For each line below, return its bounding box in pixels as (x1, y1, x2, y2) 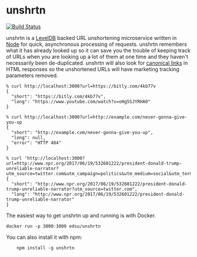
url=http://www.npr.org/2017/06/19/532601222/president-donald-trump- (6, 160, 182, 166)
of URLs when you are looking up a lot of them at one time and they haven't (6, 53, 189, 60)
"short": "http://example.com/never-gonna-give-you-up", (11, 129, 154, 135)
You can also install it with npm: (6, 233, 83, 241)
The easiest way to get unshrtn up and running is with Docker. (6, 212, 157, 219)
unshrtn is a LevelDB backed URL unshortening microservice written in (6, 34, 177, 41)
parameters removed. (6, 72, 59, 79)
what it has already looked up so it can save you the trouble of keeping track (6, 46, 191, 54)
